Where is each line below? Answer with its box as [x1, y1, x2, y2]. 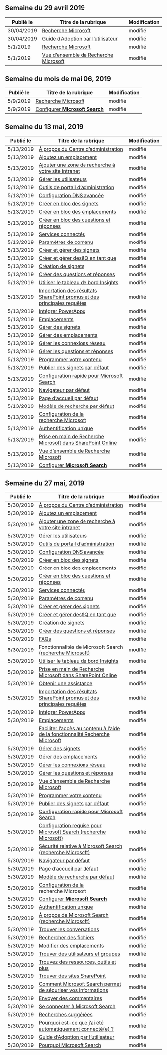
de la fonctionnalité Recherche [39, 731, 110, 738]
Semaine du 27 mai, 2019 [5, 479, 84, 487]
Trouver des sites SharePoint [39, 973, 106, 979]
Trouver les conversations [39, 926, 99, 933]
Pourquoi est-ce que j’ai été [39, 1019, 104, 1026]
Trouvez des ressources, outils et [39, 959, 116, 966]
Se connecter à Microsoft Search [39, 1003, 116, 1010]
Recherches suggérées [39, 1011, 93, 1018]
